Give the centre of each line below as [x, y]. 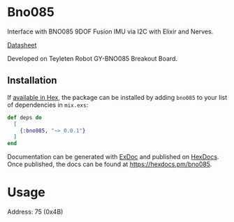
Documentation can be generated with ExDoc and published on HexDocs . [113, 157]
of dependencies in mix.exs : [48, 105]
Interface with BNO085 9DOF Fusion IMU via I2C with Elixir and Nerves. [110, 31]
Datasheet [22, 45]
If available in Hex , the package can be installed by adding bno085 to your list [117, 97]
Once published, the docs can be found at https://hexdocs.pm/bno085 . [110, 164]
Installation [32, 81]
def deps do [24, 117]
